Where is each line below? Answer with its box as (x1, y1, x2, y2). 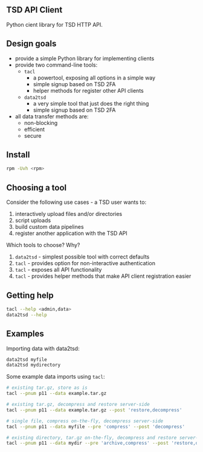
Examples (6, 329, 44, 339)
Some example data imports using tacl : (6, 373, 105, 380)
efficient (24, 126, 45, 133)
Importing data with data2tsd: (6, 345, 80, 352)
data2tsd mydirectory (6, 362, 61, 368)
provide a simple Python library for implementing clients (14, 55, 155, 62)
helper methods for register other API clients (33, 87, 144, 94)
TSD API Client (6, 5, 63, 15)
